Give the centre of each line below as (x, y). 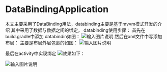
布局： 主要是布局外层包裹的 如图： (41, 43)
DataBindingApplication (57, 9)
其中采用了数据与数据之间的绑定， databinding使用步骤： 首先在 (78, 30)
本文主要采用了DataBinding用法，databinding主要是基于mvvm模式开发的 (81, 24)
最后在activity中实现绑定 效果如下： (45, 53)
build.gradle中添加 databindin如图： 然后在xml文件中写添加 (84, 36)
